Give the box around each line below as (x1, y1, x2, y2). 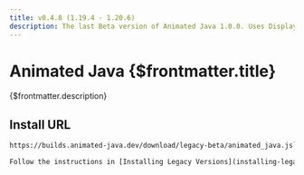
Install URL (9, 117, 71, 132)
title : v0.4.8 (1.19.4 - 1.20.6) (9, 13, 136, 23)
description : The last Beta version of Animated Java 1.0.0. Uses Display (9, 22, 298, 31)
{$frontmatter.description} (9, 91, 108, 102)
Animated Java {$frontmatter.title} (9, 61, 277, 82)
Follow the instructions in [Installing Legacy (9, 158, 193, 167)
